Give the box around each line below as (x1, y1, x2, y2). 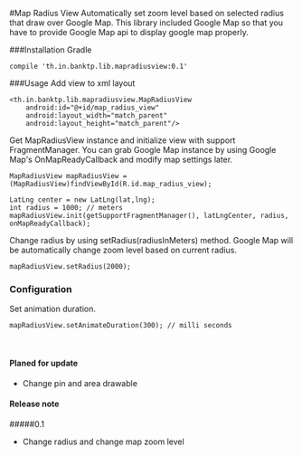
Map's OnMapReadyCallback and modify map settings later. (9, 154, 233, 165)
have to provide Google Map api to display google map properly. (9, 27, 249, 37)
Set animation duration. (9, 303, 97, 315)
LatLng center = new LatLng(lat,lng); (9, 195, 156, 204)
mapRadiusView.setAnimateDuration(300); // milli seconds (9, 321, 232, 330)
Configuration (9, 282, 72, 295)
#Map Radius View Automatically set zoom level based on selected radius (9, 8, 285, 18)
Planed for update (9, 357, 79, 368)
